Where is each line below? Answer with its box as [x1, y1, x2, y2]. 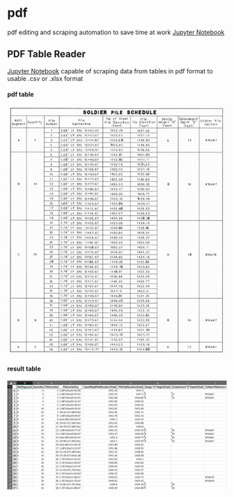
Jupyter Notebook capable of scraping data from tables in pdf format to [7, 66, 214, 75]
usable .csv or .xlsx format [7, 74, 84, 82]
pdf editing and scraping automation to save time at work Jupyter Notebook [7, 28, 225, 36]
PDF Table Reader [7, 48, 86, 60]
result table [7, 365, 41, 373]
